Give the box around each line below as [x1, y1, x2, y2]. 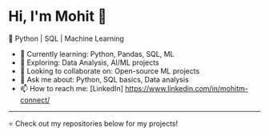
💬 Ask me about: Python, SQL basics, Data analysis [19, 74, 190, 84]
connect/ [19, 95, 50, 105]
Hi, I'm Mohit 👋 [8, 7, 107, 26]
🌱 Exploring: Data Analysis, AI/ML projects [19, 58, 159, 67]
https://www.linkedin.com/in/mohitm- [125, 83, 248, 93]
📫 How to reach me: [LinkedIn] [19, 83, 124, 93]
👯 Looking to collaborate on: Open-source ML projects [19, 66, 200, 75]
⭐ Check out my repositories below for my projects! [8, 118, 179, 128]
